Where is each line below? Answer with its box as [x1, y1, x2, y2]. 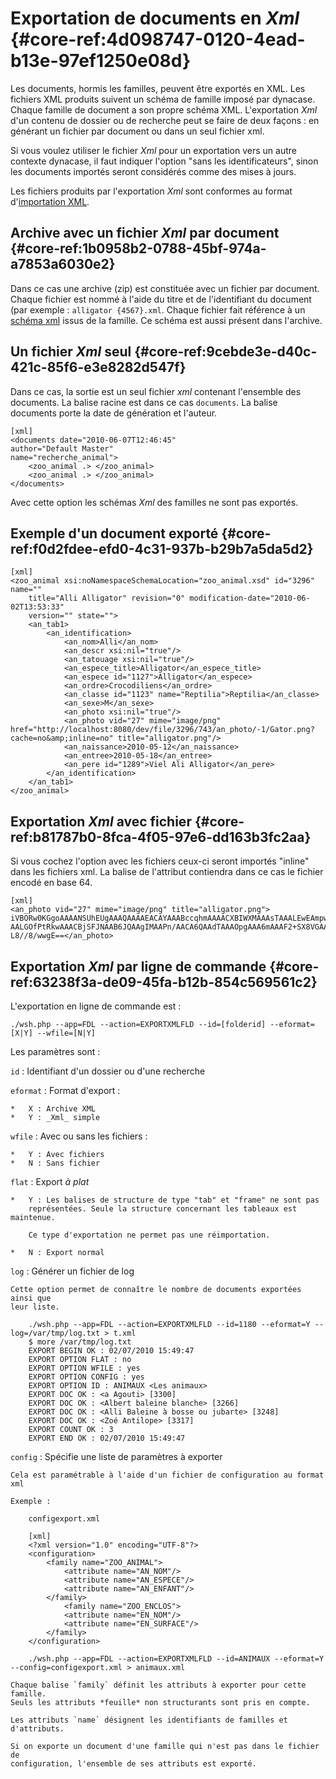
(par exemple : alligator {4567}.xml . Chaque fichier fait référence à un [10, 303, 306, 316]
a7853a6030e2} [10, 256, 116, 273]
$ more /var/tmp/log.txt [28, 1337, 132, 1347]
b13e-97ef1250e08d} [10, 50, 192, 72]
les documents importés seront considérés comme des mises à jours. [10, 165, 297, 177]
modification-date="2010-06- [189, 593, 311, 604]
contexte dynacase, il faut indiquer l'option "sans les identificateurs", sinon [10, 155, 319, 167]
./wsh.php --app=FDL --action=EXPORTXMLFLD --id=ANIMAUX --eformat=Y [28, 1654, 325, 1664]
